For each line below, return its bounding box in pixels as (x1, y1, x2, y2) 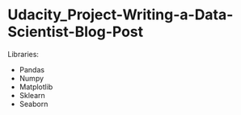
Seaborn (19, 99, 49, 109)
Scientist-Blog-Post (7, 23, 144, 41)
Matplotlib (19, 82, 53, 92)
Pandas (19, 64, 45, 74)
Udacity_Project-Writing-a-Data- (7, 6, 234, 24)
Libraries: (7, 49, 40, 59)
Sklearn (19, 90, 45, 100)
